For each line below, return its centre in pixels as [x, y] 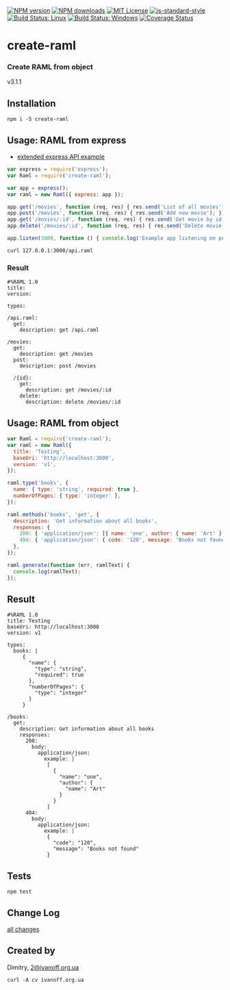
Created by [31, 951]
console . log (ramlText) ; [47, 571]
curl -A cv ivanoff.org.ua [46, 980]
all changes [23, 930]
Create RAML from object [50, 67]
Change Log [34, 913]
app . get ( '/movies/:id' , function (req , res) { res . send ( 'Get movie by [110, 219]
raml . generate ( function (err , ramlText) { [68, 565]
